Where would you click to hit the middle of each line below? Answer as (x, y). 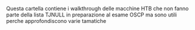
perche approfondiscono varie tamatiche (56, 21)
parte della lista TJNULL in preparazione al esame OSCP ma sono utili (92, 15)
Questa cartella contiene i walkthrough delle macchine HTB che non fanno (97, 9)
